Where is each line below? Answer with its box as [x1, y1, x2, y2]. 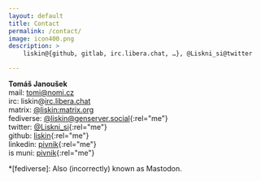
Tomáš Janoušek [8, 79, 67, 88]
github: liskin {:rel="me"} [8, 131, 89, 140]
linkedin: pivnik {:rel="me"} [8, 140, 98, 149]
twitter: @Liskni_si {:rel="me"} [8, 123, 107, 131]
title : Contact [8, 19, 60, 28]
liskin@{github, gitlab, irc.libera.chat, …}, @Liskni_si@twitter [23, 50, 253, 58]
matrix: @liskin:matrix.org [8, 105, 94, 114]
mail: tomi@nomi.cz [8, 88, 75, 97]
